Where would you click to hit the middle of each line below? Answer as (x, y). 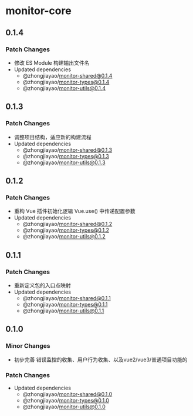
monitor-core (38, 11)
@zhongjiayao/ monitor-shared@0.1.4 (67, 75)
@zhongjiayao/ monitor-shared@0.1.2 (67, 224)
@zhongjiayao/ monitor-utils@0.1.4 (64, 88)
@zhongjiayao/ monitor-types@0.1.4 (66, 82)
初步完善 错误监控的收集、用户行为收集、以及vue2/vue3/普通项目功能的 (101, 360)
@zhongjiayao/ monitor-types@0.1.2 (66, 230)
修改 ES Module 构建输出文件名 (52, 62)
